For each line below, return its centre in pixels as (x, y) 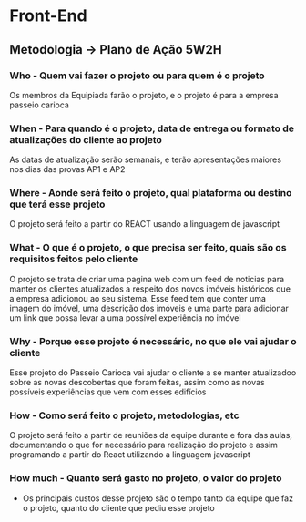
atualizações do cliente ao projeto (86, 139)
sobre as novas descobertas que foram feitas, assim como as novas (138, 383)
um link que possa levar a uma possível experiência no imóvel (125, 317)
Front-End (49, 16)
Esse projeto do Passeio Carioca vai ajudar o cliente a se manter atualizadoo (153, 373)
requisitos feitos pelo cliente (74, 259)
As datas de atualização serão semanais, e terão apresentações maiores (146, 159)
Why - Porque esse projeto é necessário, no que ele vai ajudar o (153, 341)
